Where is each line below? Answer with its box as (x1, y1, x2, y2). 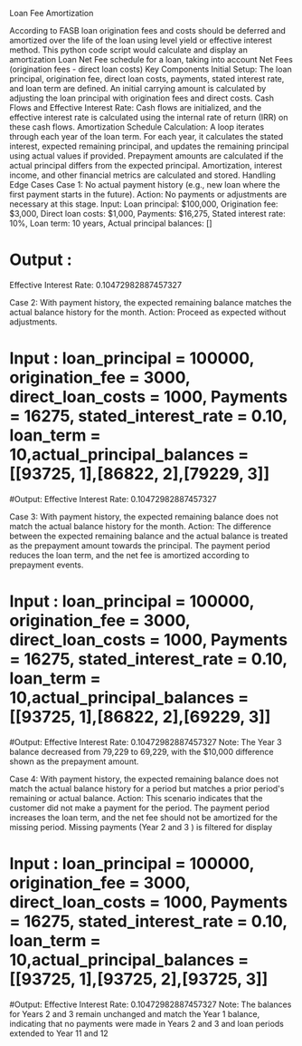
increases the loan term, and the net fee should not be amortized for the (9, 811, 278, 823)
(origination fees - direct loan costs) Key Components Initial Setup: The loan (9, 63, 292, 74)
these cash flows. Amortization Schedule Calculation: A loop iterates (9, 121, 265, 132)
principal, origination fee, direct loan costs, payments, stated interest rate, (9, 73, 285, 84)
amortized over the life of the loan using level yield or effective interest (9, 35, 273, 45)
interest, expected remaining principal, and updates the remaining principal (9, 140, 289, 151)
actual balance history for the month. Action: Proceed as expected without (9, 306, 287, 317)
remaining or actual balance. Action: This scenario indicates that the (9, 792, 263, 803)
